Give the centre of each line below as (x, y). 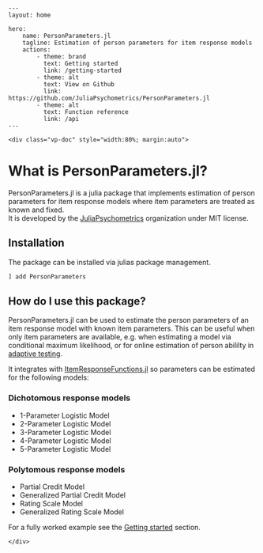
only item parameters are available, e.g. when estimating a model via (120, 337)
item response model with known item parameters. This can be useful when (131, 328)
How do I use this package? (77, 301)
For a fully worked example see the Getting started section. (105, 528)
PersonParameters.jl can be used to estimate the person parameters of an (128, 320)
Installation (36, 243)
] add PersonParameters (47, 276)
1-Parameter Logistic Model (64, 415)
